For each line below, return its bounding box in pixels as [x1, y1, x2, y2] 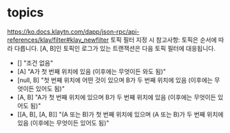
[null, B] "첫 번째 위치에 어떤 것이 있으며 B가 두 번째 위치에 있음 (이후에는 [17, 75, 213, 84]
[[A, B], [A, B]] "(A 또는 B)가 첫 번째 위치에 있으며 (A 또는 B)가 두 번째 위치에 [17, 110, 224, 118]
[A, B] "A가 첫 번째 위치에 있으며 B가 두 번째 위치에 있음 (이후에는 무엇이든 [17, 93, 217, 101]
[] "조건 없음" [17, 58, 54, 66]
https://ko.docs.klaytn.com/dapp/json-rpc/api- [7, 27, 140, 36]
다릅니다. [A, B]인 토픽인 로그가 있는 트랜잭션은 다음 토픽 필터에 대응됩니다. [14, 44, 216, 52]
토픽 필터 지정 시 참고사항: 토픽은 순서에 [109, 36, 217, 44]
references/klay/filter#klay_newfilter [7, 36, 109, 44]
